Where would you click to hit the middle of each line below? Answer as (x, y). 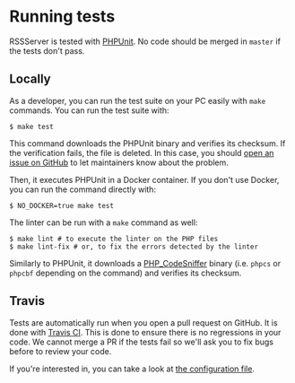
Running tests (62, 17)
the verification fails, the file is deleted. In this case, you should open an (142, 152)
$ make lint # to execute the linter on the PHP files (114, 239)
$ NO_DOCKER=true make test (62, 205)
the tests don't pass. (47, 50)
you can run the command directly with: (83, 189)
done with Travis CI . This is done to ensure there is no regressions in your (145, 332)
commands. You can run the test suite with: (89, 110)
